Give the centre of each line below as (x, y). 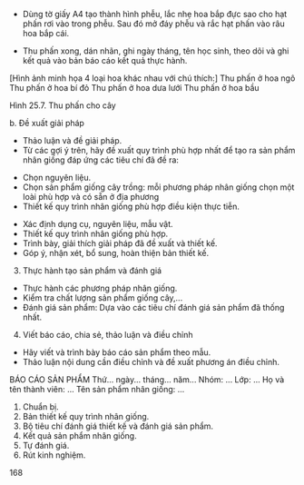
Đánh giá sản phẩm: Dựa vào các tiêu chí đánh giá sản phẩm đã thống (153, 307)
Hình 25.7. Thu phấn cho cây (63, 105)
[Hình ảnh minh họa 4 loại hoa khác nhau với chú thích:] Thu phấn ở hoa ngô (152, 78)
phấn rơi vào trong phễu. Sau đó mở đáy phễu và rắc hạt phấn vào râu (153, 24)
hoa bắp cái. (46, 33)
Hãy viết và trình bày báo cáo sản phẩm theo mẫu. (117, 352)
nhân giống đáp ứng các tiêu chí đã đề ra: (101, 160)
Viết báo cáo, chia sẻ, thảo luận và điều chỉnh (108, 335)
